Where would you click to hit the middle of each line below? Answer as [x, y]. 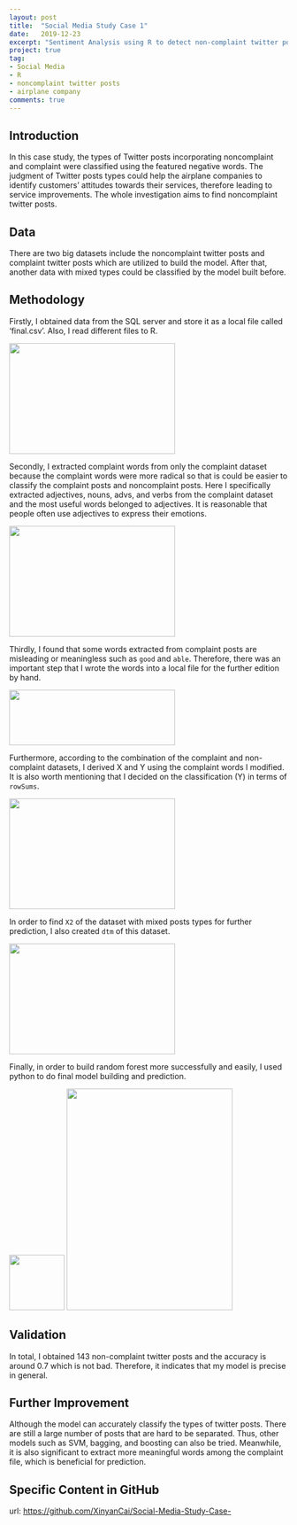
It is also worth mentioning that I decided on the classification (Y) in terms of [148, 776]
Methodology [47, 300]
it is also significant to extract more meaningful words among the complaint [146, 1452]
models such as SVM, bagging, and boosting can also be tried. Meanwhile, [145, 1443]
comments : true [37, 100]
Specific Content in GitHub [84, 1490]
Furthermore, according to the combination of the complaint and [126, 758]
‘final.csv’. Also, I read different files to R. [84, 331]
